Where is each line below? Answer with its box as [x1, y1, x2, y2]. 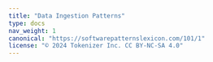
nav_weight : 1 [8, 27, 57, 35]
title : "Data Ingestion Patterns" [8, 11, 126, 20]
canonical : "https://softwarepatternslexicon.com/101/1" [8, 34, 206, 43]
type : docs [8, 19, 46, 27]
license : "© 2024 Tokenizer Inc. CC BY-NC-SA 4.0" [8, 42, 184, 50]
